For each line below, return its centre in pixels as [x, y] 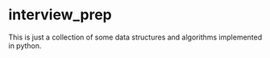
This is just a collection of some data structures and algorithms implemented [135, 37]
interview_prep [60, 15]
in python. [25, 45]
